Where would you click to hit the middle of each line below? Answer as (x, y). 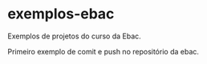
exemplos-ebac (61, 14)
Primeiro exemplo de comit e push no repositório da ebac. (103, 51)
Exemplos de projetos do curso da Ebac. (74, 36)
